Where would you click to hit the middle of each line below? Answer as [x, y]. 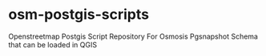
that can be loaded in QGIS [53, 44]
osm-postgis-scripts [79, 15]
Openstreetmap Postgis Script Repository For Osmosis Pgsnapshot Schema [133, 36]
